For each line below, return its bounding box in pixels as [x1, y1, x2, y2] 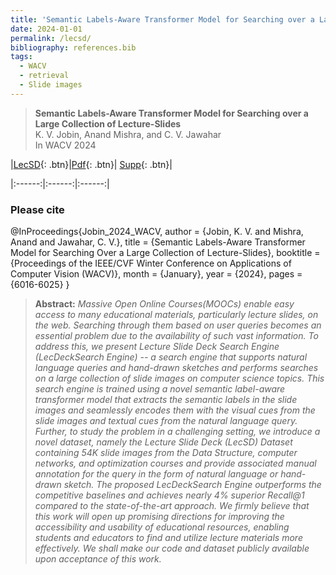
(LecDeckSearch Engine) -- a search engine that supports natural [34, 351, 308, 363]
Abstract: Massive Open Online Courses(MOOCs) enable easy [34, 298, 295, 310]
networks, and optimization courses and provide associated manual [34, 457, 317, 470]
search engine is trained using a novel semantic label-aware [34, 383, 286, 395]
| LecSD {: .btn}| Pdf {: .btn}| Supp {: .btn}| [10, 158, 173, 170]
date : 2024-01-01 [10, 24, 83, 34]
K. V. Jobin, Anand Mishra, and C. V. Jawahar [34, 128, 222, 140]
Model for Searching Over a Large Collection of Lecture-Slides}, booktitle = [10, 247, 321, 259]
